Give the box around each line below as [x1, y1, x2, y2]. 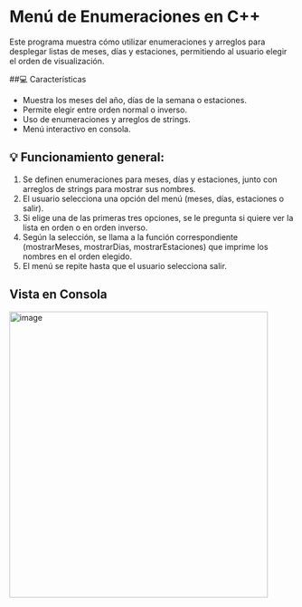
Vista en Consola [9, 287, 108, 303]
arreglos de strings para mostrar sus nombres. [22, 183, 196, 194]
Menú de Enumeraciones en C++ [9, 6, 260, 27]
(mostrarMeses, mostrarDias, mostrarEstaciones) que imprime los [22, 241, 269, 252]
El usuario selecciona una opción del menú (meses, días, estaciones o [22, 193, 285, 204]
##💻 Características [9, 73, 87, 84]
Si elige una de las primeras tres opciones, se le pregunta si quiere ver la [22, 212, 294, 223]
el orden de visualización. [9, 55, 105, 66]
